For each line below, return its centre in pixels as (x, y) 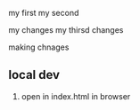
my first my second (44, 13)
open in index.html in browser (76, 96)
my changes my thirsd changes (66, 30)
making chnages (39, 47)
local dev (34, 75)
